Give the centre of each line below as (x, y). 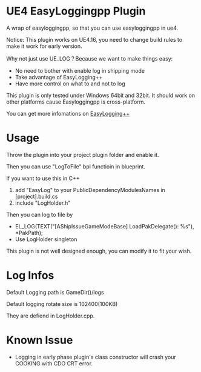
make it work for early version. (44, 46)
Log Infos (30, 275)
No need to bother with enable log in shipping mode (80, 70)
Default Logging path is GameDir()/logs (55, 292)
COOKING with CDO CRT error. (54, 363)
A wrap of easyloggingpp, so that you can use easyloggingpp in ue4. (92, 28)
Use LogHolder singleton (46, 239)
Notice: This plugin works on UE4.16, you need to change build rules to (94, 39)
